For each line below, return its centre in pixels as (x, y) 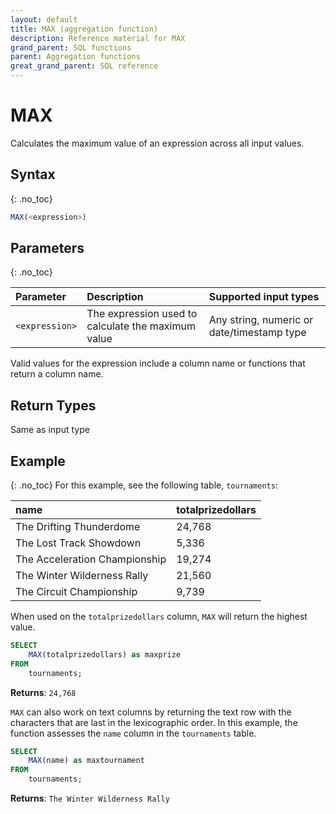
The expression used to (142, 314)
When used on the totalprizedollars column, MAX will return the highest (159, 617)
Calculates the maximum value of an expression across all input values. (157, 143)
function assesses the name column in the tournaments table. (133, 733)
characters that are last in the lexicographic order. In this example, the (154, 722)
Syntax (33, 174)
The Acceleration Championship (91, 559)
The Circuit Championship (76, 592)
